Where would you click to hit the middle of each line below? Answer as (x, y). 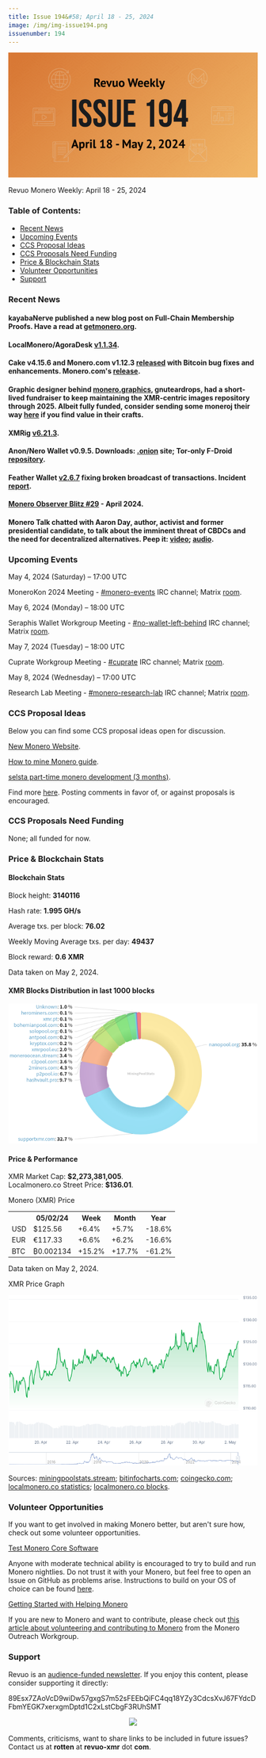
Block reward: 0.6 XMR (46, 956)
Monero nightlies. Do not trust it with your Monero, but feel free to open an (130, 1572)
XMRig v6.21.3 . (34, 433)
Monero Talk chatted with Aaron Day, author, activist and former (116, 522)
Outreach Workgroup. (44, 1637)
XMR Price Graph (36, 1284)
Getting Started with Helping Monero (68, 1604)
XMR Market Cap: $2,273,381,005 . (66, 1177)
